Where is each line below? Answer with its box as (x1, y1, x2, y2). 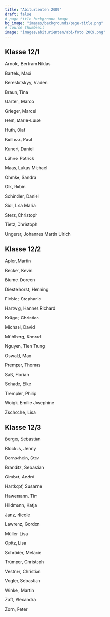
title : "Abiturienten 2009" (5, 7, 62, 12)
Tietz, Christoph (5, 221, 37, 227)
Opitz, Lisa (5, 540, 27, 546)
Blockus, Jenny (5, 446, 36, 452)
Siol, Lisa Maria (5, 202, 36, 208)
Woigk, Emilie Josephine (5, 399, 55, 405)
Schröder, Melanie (5, 550, 42, 556)
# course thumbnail (5, 25, 45, 30)
